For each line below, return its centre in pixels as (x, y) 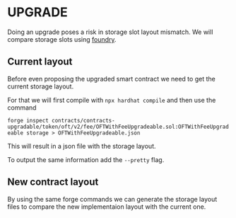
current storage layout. (41, 86)
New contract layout (53, 182)
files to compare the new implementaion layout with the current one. (107, 207)
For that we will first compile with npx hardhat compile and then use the (112, 100)
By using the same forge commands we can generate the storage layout (112, 199)
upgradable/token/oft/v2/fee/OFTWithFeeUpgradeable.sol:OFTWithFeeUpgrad (118, 127)
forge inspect (28, 120)
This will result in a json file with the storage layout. (82, 146)
